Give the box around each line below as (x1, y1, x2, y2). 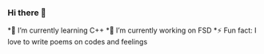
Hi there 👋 (7, 7, 47, 18)
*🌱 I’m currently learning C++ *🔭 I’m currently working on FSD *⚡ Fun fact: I (7, 25, 257, 35)
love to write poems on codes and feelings (7, 37, 148, 47)
